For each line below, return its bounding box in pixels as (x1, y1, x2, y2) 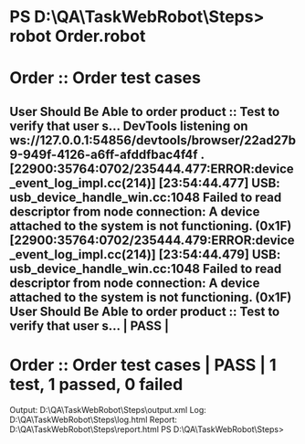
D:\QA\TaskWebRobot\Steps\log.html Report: (9, 414, 178, 425)
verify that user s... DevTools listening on (9, 118, 248, 133)
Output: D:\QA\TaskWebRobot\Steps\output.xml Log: (9, 404, 207, 415)
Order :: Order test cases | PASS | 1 (9, 354, 277, 375)
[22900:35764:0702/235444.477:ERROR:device (9, 161, 294, 176)
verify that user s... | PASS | (9, 318, 169, 333)
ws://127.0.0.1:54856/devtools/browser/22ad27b (9, 132, 297, 148)
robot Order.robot (9, 26, 146, 47)
